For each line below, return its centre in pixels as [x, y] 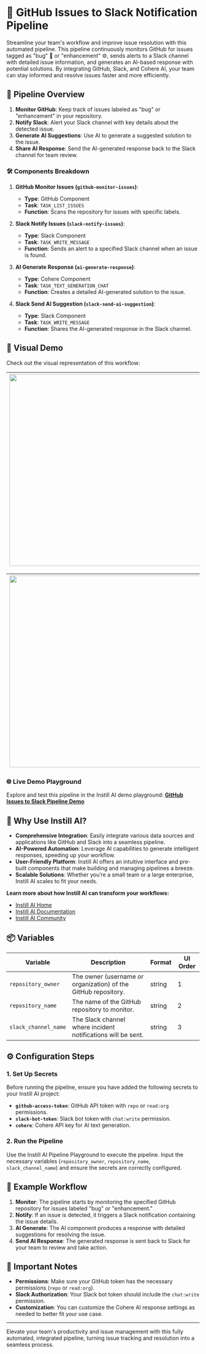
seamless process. [30, 1345]
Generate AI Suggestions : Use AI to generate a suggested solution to [103, 135]
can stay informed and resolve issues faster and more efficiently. [88, 75]
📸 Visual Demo [35, 348]
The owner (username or [108, 977]
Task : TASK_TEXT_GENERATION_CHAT [67, 285]
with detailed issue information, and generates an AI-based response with [100, 62]
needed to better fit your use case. [59, 1314]
